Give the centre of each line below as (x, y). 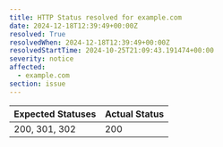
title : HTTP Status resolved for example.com (95, 17)
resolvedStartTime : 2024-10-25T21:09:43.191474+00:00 (112, 51)
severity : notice (42, 59)
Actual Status (134, 114)
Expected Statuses (55, 114)
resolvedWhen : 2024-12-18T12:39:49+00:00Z (90, 42)
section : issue (38, 84)
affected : (28, 68)
